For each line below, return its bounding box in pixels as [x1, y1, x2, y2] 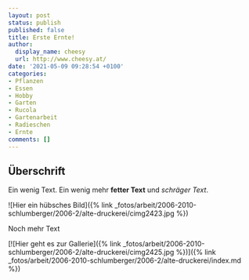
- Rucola [8, 107, 37, 115]
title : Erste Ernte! [8, 33, 76, 42]
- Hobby [8, 92, 34, 100]
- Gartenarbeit [8, 114, 58, 122]
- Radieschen [8, 121, 51, 129]
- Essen [8, 84, 34, 93]
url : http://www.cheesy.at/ [15, 56, 107, 64]
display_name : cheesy [15, 48, 86, 56]
